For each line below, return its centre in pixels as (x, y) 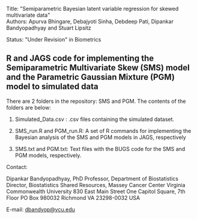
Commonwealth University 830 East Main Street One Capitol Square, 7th (96, 191)
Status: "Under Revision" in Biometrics (54, 39)
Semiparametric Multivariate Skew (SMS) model (98, 68)
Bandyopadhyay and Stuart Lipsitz (49, 28)
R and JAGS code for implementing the (80, 59)
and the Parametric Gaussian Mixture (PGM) (91, 77)
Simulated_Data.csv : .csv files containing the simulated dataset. (95, 119)
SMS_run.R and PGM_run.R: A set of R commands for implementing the (103, 131)
